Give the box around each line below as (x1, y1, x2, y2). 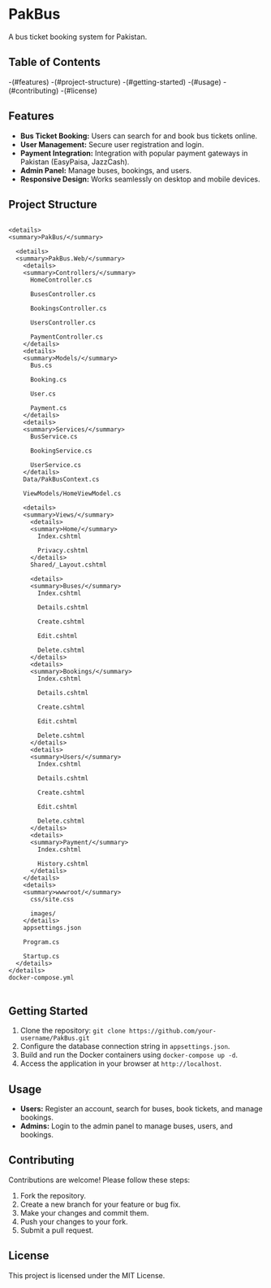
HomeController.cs (29, 276, 92, 285)
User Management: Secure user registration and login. (19, 139, 204, 149)
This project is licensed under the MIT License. (8, 1270, 166, 1280)
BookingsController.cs (29, 304, 107, 313)
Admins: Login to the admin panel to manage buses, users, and (19, 1121, 234, 1131)
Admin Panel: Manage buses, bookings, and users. (19, 165, 192, 175)
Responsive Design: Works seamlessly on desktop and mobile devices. (19, 174, 261, 184)
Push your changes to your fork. (19, 1216, 128, 1226)
